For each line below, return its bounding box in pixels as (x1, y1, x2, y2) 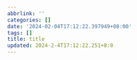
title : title (7, 36, 45, 43)
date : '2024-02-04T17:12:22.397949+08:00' (7, 23, 132, 30)
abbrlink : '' (7, 10, 45, 17)
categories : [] (7, 17, 51, 23)
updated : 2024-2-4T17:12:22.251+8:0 (7, 42, 113, 49)
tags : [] (7, 29, 33, 37)
